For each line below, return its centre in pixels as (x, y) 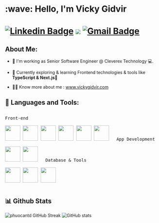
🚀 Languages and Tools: (42, 102)
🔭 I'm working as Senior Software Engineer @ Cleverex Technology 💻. (83, 61)
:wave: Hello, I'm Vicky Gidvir (66, 9)
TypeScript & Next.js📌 (35, 78)
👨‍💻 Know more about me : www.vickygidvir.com (60, 87)
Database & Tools (66, 160)
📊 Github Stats (28, 201)
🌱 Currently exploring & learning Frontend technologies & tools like (79, 73)
